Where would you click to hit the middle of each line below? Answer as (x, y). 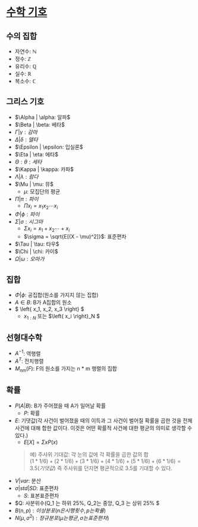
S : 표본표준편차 (41, 495)
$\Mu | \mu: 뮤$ (34, 184)
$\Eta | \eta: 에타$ (36, 154)
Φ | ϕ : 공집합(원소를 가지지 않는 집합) (56, 295)
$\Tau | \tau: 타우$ (37, 244)
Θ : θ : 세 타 (28, 162)
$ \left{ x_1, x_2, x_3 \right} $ (49, 309)
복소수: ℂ (25, 81)
